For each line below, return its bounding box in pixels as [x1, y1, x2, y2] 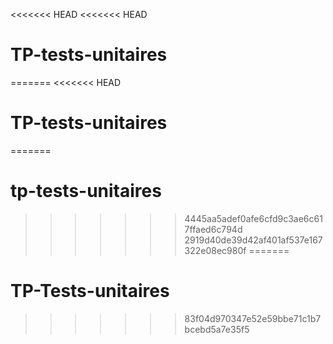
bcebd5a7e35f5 [184, 323, 250, 335]
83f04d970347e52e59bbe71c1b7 [184, 312, 322, 324]
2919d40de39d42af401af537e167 [184, 234, 323, 246]
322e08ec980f [184, 244, 247, 256]
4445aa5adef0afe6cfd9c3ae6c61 [184, 212, 323, 224]
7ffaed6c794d [184, 223, 243, 235]
